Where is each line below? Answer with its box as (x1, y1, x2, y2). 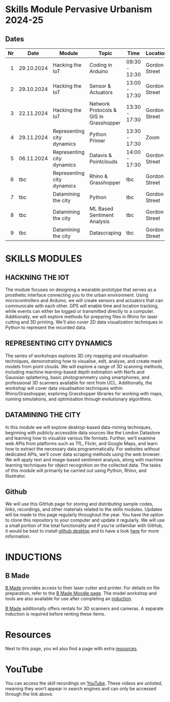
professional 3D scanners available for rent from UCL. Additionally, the (5, 379, 152, 386)
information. (5, 533, 31, 540)
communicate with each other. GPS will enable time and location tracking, (5, 303, 159, 309)
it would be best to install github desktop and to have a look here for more (5, 528, 159, 534)
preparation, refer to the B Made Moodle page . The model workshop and (5, 590, 157, 596)
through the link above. (5, 691, 54, 697)
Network (89, 100, 110, 107)
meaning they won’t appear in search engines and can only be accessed (5, 686, 157, 692)
